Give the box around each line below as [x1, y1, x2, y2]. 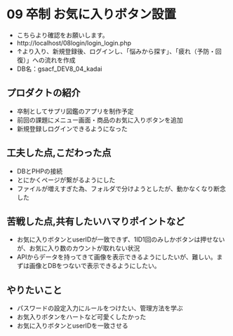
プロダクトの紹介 [6, 87, 81, 99]
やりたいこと [6, 284, 62, 296]
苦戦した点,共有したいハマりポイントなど [6, 215, 185, 227]
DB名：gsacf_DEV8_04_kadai [16, 64, 102, 73]
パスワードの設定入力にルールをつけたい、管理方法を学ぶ [16, 304, 183, 312]
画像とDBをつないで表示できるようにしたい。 [29, 262, 161, 270]
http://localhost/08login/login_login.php [16, 38, 131, 47]
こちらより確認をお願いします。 [16, 31, 109, 39]
